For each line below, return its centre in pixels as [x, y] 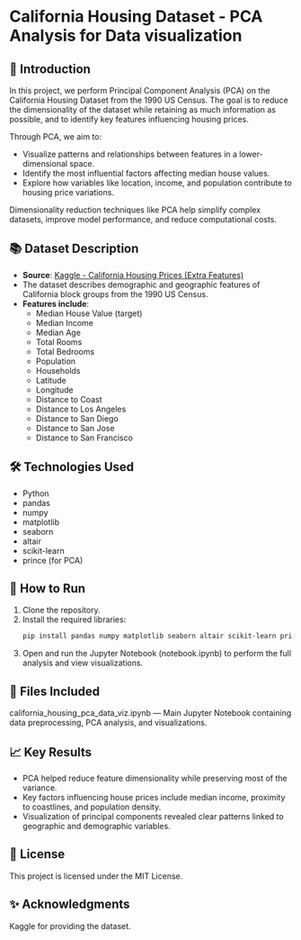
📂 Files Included [55, 691]
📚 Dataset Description [74, 249]
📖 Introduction [50, 69]
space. [82, 163]
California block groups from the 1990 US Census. [115, 294]
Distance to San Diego [77, 418]
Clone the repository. [61, 610]
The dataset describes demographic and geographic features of [141, 285]
